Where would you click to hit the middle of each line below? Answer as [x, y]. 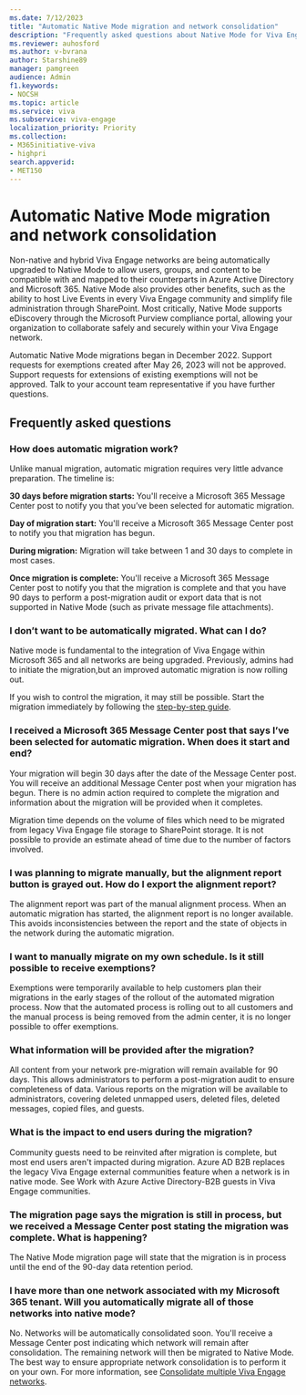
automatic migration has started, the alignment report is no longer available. [152, 914]
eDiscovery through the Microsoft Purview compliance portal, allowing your [151, 318]
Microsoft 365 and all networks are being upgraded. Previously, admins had [152, 660]
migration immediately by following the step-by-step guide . [121, 707]
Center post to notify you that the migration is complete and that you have [148, 588]
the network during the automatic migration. [92, 933]
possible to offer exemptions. [64, 1027]
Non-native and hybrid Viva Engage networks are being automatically [140, 260]
